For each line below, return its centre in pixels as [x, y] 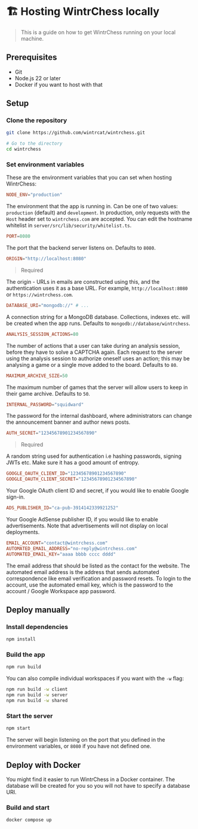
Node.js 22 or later [38, 78]
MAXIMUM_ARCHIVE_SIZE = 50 [37, 376]
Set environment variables [45, 164]
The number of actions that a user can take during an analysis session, [93, 345]
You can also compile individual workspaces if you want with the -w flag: [95, 678]
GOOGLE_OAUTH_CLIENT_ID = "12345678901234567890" [66, 473]
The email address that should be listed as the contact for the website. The [98, 566]
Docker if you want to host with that [59, 84]
